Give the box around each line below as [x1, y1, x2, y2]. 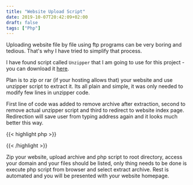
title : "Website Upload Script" [6, 8, 85, 15]
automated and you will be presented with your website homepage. [6, 172, 169, 180]
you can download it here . [6, 65, 69, 72]
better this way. [6, 119, 44, 127]
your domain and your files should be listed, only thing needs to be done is [6, 160, 187, 167]
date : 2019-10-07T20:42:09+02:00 [6, 14, 88, 20]
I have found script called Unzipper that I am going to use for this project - [6, 59, 185, 66]
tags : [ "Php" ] [6, 25, 41, 31]
